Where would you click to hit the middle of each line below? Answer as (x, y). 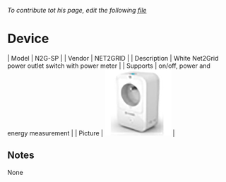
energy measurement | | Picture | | (91, 133)
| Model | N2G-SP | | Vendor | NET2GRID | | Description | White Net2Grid (113, 58)
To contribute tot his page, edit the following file (77, 10)
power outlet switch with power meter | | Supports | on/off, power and (109, 66)
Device (28, 39)
